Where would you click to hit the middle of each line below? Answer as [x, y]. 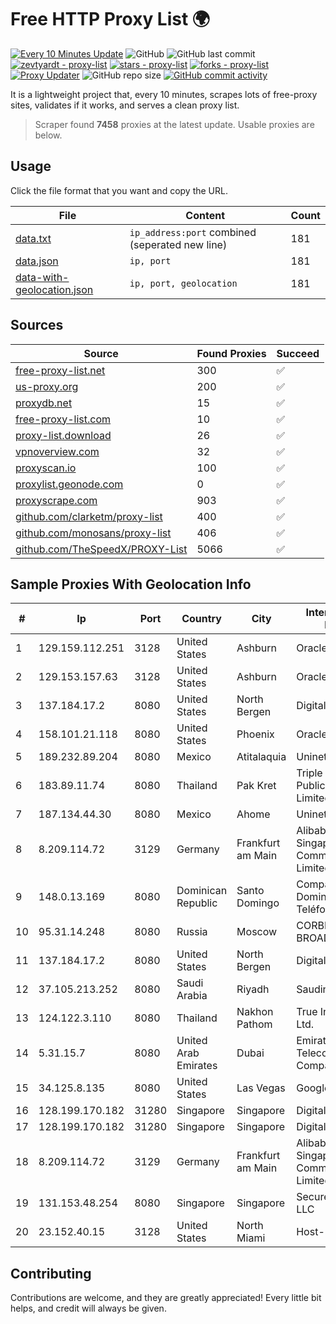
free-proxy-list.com [63, 419]
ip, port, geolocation [183, 283]
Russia [192, 932]
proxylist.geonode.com [69, 484]
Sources [37, 325]
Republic [197, 903]
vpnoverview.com [57, 451]
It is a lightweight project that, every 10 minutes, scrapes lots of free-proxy [164, 94]
